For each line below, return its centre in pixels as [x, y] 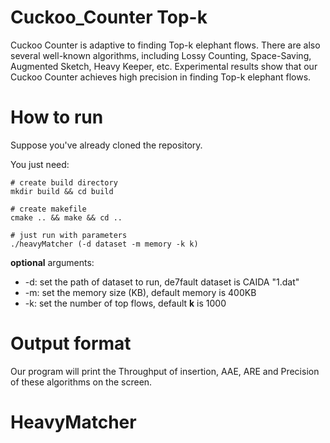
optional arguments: [52, 262]
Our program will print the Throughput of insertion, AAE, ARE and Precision [165, 371]
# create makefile [48, 209]
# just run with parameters [69, 235]
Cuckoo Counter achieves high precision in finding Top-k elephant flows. [161, 77]
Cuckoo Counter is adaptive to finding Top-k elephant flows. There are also [165, 45]
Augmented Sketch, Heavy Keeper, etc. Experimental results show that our [164, 66]
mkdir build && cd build [62, 191]
